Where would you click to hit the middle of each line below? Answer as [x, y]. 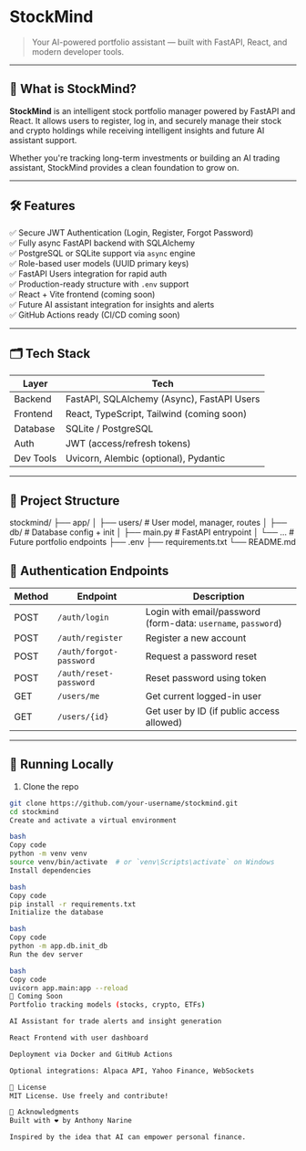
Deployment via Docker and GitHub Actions [91, 1054]
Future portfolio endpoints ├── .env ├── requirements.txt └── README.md [153, 542]
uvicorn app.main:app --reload [69, 988]
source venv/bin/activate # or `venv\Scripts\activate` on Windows [142, 863]
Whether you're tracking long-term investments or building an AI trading [145, 158]
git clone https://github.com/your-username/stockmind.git [124, 803]
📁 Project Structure [65, 501]
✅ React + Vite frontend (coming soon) [82, 294]
